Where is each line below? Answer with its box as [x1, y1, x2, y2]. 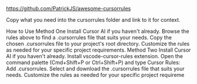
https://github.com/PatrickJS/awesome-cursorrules [6, 5, 131, 12]
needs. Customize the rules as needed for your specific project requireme [6, 72, 185, 78]
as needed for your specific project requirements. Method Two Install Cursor [6, 46, 191, 53]
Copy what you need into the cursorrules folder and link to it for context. [6, 16, 181, 23]
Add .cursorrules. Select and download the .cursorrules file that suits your [6, 65, 185, 72]
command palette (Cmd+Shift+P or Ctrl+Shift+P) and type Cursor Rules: [6, 59, 181, 66]
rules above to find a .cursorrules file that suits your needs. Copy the [6, 34, 172, 41]
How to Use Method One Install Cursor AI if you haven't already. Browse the [6, 28, 189, 35]
